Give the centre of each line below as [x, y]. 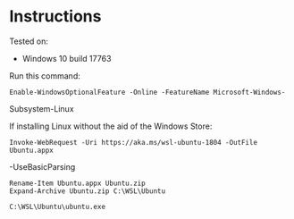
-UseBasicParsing [42, 166]
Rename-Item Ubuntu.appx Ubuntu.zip [77, 183]
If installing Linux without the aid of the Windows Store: [111, 126]
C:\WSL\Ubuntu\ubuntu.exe [57, 206]
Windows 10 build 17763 [67, 58]
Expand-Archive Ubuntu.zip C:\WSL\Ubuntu [88, 191]
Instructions [55, 17]
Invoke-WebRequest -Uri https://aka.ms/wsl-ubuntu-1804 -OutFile [133, 142]
